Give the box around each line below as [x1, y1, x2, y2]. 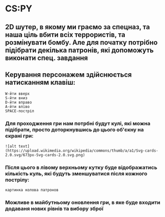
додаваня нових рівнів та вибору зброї [5, 205, 104, 212]
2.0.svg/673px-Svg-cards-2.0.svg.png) [5, 152, 85, 158]
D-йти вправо [5, 100, 32, 105]
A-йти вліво [5, 105, 30, 109]
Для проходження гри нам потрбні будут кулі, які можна [5, 120, 151, 127]
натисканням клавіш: [5, 78, 76, 87]
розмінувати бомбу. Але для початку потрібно [5, 38, 158, 47]
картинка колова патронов [5, 187, 58, 192]
